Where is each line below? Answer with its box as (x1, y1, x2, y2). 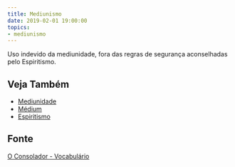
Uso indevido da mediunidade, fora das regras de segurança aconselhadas (7, 50, 228, 59)
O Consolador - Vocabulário (7, 151, 90, 161)
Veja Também (7, 78, 70, 90)
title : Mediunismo (7, 10, 62, 18)
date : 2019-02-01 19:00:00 (7, 17, 88, 24)
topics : (7, 24, 31, 31)
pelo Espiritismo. (7, 58, 57, 66)
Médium (17, 105, 43, 113)
